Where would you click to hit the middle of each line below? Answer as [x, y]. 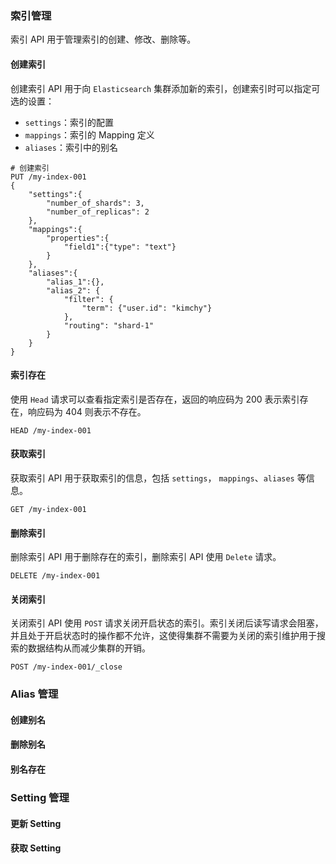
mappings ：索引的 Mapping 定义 [89, 134]
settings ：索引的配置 [69, 122]
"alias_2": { [73, 290]
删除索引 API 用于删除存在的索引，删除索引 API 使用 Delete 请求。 [146, 557]
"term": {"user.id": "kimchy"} [147, 308]
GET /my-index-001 [48, 509]
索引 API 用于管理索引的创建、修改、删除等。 [103, 39]
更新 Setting [36, 823]
